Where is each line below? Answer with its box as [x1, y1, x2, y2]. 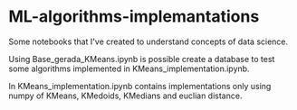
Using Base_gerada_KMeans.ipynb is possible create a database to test [8, 53, 275, 64]
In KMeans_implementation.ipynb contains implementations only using [8, 80, 272, 91]
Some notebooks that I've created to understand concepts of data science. [8, 36, 289, 47]
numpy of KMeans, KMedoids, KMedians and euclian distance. [8, 90, 243, 101]
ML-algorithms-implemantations [8, 6, 260, 27]
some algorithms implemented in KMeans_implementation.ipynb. [8, 63, 250, 74]
